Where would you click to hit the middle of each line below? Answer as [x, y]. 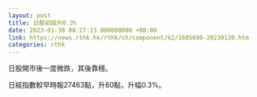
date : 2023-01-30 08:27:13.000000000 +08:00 [83, 30]
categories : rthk [37, 45]
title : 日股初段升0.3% [43, 23]
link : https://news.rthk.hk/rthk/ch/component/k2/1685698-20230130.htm [128, 37]
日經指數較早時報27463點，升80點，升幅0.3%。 [87, 85]
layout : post [30, 15]
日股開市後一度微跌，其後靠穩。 [60, 69]
